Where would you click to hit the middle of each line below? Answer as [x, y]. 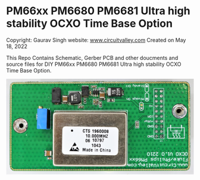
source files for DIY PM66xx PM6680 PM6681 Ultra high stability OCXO [94, 64]
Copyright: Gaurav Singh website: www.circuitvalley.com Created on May [96, 40]
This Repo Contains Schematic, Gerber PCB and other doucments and [92, 58]
